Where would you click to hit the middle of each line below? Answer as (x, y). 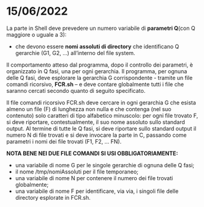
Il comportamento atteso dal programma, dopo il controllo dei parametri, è (100, 65)
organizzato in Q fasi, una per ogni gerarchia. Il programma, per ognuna (97, 71)
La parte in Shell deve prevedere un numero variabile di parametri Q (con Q (101, 28)
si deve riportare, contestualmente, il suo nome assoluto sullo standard (96, 122)
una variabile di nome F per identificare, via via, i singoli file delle (97, 191)
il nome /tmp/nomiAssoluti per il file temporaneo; (77, 172)
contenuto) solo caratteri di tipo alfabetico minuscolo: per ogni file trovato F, (102, 115)
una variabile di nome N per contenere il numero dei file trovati (94, 178)
